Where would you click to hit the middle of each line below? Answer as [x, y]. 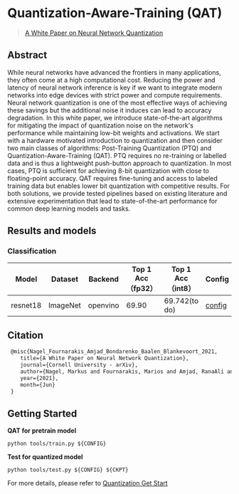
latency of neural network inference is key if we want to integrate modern [115, 88]
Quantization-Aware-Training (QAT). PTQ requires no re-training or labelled [117, 155]
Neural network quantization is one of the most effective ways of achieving [117, 103]
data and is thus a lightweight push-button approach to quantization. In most [119, 163]
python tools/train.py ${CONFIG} [57, 444]
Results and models [52, 231]
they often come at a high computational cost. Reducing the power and [111, 80]
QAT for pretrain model [42, 431]
